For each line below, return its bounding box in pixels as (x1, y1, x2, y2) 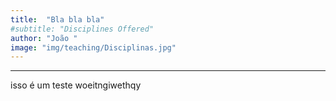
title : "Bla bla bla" (10, 14, 105, 25)
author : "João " (10, 33, 78, 43)
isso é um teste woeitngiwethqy (10, 79, 142, 91)
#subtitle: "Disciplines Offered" (10, 24, 155, 34)
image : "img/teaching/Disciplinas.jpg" (10, 42, 177, 53)
